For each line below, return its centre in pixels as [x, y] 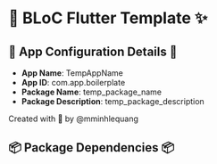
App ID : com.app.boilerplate [73, 82]
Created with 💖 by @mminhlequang [74, 119]
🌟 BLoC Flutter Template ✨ [108, 18]
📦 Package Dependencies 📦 [92, 148]
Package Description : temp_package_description [113, 101]
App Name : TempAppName [72, 73]
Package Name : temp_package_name [92, 92]
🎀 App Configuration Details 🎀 [93, 51]
